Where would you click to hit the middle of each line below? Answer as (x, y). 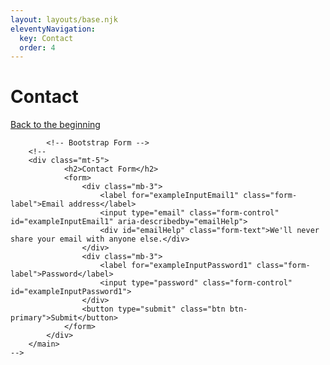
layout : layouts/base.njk (64, 19)
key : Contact (46, 38)
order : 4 (37, 47)
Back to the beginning (55, 125)
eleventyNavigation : (53, 29)
